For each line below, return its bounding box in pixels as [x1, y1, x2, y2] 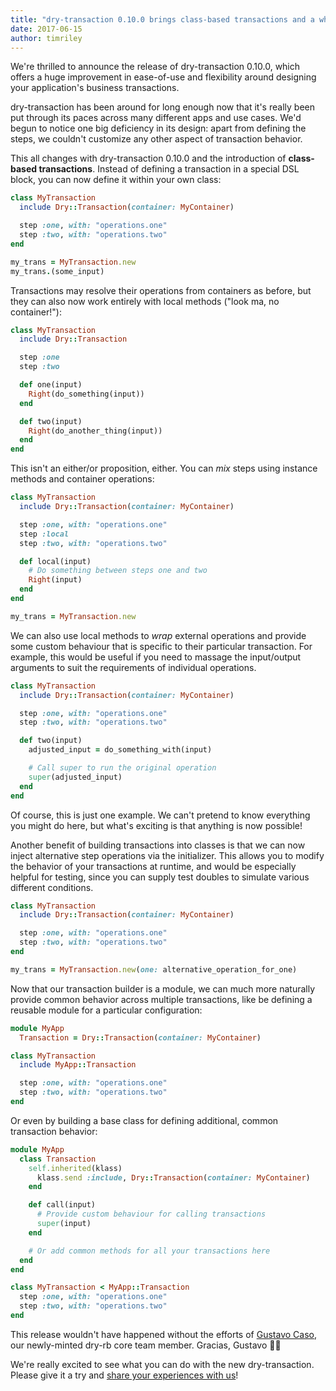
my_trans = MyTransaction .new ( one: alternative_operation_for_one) [10, 964, 298, 975]
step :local [19, 529, 70, 539]
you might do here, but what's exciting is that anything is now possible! [10, 819, 303, 831]
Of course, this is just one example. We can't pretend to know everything [10, 809, 311, 821]
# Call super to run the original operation [28, 763, 217, 773]
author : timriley [10, 33, 83, 43]
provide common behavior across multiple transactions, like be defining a [10, 993, 313, 1005]
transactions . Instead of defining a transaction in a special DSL [38, 163, 300, 175]
